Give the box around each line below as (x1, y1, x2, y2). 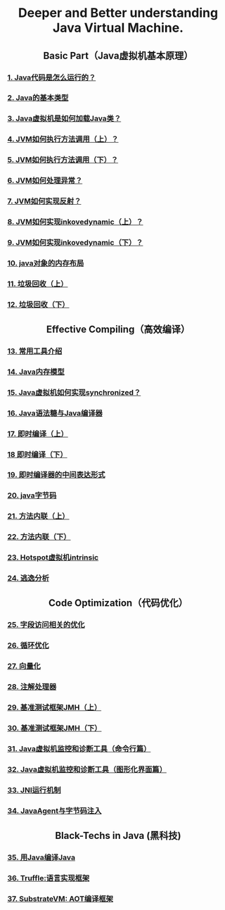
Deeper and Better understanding (18, 5, 219, 21)
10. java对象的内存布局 (7, 258, 84, 268)
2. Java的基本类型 (7, 93, 69, 103)
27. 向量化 (7, 662, 41, 671)
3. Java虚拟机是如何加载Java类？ (7, 114, 122, 124)
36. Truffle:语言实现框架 (7, 873, 90, 883)
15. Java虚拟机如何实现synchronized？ (7, 387, 141, 397)
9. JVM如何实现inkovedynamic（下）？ (7, 237, 143, 247)
